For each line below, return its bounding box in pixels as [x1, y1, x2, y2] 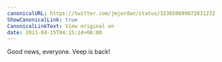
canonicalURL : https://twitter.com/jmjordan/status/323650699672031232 [7, 10, 215, 17]
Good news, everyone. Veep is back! [7, 48, 111, 56]
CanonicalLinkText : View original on [7, 22, 115, 29]
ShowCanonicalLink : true [7, 16, 78, 23]
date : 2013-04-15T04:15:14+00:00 [7, 29, 102, 36]
